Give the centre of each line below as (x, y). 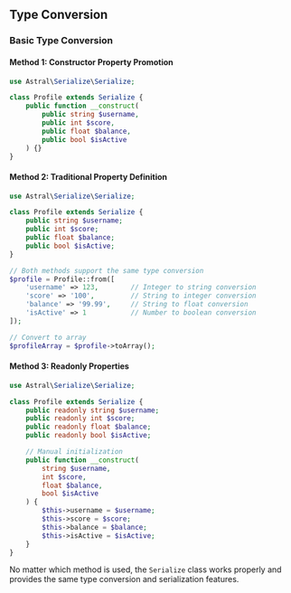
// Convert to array (48, 337)
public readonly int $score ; (80, 419)
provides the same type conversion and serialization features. (124, 579)
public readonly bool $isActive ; (89, 436)
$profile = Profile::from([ (62, 279)
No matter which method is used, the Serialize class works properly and (145, 569)
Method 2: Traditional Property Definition (89, 176)
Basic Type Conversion (61, 41)
